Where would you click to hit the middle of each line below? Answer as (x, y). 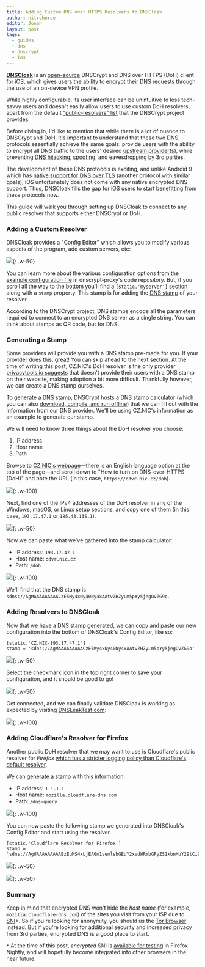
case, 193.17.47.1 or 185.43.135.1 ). (51, 516)
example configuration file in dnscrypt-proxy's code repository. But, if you (99, 279)
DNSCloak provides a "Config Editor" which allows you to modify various (98, 242)
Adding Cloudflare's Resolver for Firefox (67, 738)
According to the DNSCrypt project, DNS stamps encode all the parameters (101, 311)
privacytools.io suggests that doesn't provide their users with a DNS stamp (100, 373)
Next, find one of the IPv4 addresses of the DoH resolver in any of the (94, 503)
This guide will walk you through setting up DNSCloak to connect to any (97, 207)
